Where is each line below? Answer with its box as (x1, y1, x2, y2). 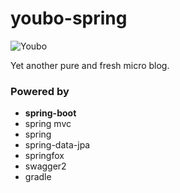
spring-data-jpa (24, 139, 91, 151)
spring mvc (24, 118, 72, 130)
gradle (24, 171, 52, 183)
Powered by (10, 84, 70, 98)
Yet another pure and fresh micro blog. (10, 59, 170, 71)
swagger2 (24, 160, 67, 172)
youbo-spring (10, 7, 128, 30)
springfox (24, 150, 65, 162)
